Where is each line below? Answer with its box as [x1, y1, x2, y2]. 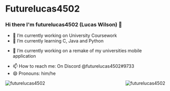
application [12, 53, 37, 59]
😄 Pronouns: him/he [12, 70, 56, 76]
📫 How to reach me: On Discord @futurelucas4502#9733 [12, 63, 134, 69]
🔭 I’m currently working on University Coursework [12, 32, 117, 38]
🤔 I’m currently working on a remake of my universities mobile [12, 48, 142, 54]
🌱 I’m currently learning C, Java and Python [12, 38, 104, 44]
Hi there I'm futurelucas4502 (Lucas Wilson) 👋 [5, 21, 122, 28]
